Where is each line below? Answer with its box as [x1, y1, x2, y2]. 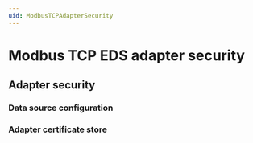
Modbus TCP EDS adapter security [8, 46, 246, 64]
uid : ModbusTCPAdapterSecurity [8, 11, 114, 20]
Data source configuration [8, 102, 114, 113]
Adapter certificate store [8, 124, 107, 135]
